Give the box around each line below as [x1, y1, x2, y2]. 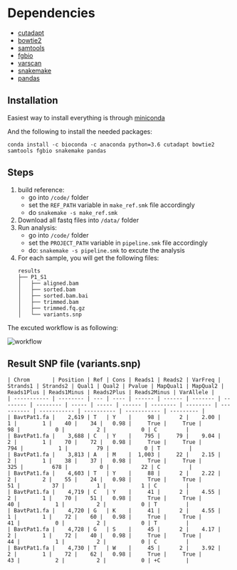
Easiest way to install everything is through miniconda [7, 113, 165, 122]
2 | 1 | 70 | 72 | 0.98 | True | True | [7, 439, 202, 446]
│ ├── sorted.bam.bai [17, 292, 89, 300]
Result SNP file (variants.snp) [7, 357, 141, 369]
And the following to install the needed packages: [7, 127, 153, 136]
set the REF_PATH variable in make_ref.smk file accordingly [28, 201, 196, 209]
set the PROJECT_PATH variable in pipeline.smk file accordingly [28, 238, 208, 247]
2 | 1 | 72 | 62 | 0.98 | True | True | [7, 551, 202, 558]
